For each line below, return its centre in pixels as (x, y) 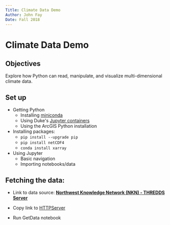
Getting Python (29, 110)
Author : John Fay (24, 15)
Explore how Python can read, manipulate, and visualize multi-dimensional (84, 76)
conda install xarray (43, 148)
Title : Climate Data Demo (33, 10)
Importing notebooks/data (48, 164)
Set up (16, 97)
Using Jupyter (28, 153)
